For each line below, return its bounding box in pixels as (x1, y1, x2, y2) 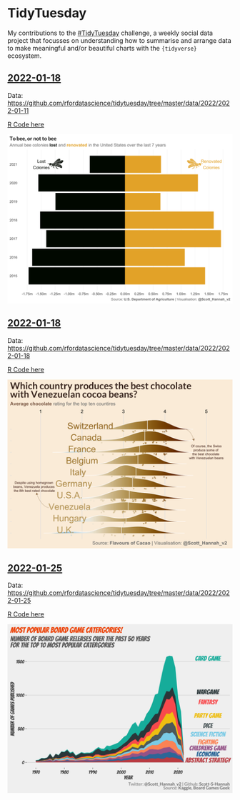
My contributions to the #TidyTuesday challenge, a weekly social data (7, 29, 213, 37)
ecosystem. (7, 51, 42, 60)
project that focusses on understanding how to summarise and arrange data (7, 36, 232, 44)
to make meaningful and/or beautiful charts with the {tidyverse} (7, 44, 197, 52)
